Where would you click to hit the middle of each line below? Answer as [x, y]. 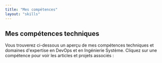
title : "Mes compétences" [31, 9]
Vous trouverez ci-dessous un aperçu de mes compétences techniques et [80, 45]
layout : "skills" [23, 14]
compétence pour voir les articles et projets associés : [60, 56]
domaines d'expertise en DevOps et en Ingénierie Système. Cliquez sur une [81, 50]
